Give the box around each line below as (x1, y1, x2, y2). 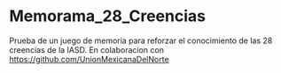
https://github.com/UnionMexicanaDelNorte (9, 54, 170, 64)
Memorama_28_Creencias (9, 6, 207, 26)
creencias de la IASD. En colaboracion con (9, 44, 164, 55)
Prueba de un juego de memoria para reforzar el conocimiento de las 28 (9, 35, 273, 46)
